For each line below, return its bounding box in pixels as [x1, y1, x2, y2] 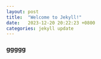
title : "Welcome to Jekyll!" [6, 14, 82, 20]
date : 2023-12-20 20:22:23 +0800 [6, 20, 96, 26]
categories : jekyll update [6, 25, 74, 32]
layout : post [6, 8, 39, 15]
